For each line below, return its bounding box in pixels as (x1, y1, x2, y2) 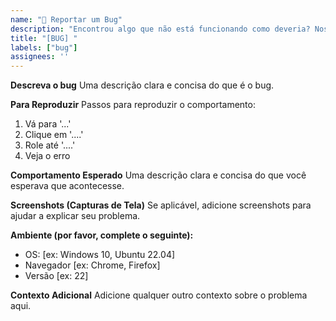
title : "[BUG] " (10, 33, 78, 43)
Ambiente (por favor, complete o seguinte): (10, 229, 194, 241)
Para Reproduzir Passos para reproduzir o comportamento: (10, 99, 256, 111)
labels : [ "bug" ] (10, 42, 78, 53)
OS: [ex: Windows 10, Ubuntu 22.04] (24, 249, 176, 261)
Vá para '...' (24, 118, 72, 130)
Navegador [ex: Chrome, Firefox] (24, 259, 161, 271)
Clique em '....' (24, 129, 84, 141)
